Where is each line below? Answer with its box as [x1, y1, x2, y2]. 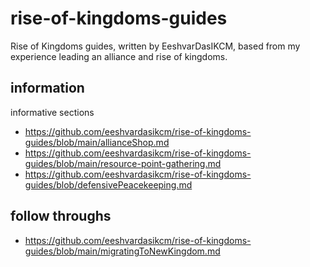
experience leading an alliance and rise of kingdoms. [10, 50, 228, 62]
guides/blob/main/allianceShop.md [24, 136, 170, 148]
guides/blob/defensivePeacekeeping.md [24, 178, 193, 191]
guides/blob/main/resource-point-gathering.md [24, 157, 222, 169]
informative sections [10, 106, 95, 118]
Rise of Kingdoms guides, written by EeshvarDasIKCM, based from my [10, 40, 301, 52]
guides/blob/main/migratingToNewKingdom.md [24, 245, 221, 257]
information [10, 80, 85, 97]
